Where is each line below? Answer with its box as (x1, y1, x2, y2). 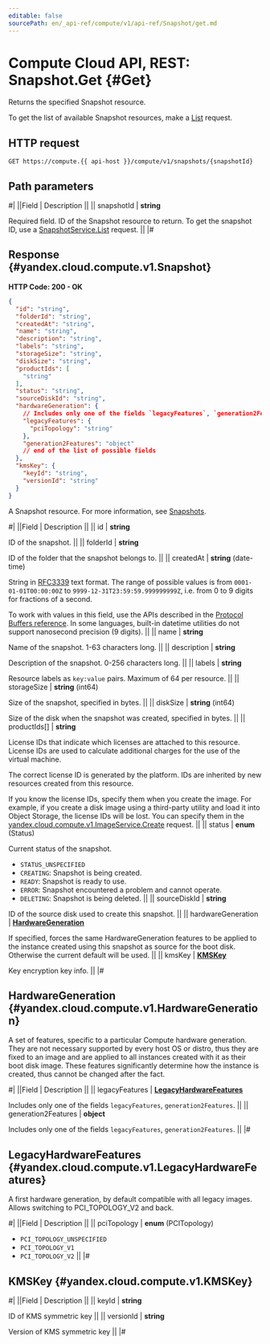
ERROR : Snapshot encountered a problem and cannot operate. (19, 884, 223, 894)
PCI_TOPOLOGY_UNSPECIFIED (19, 1236, 107, 1244)
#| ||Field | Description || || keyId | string (8, 1295, 142, 1305)
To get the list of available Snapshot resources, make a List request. (8, 113, 233, 123)
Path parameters (8, 179, 94, 193)
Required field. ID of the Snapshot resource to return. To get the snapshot (8, 216, 252, 226)
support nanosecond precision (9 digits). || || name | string (8, 627, 203, 636)
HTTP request (8, 136, 80, 149)
